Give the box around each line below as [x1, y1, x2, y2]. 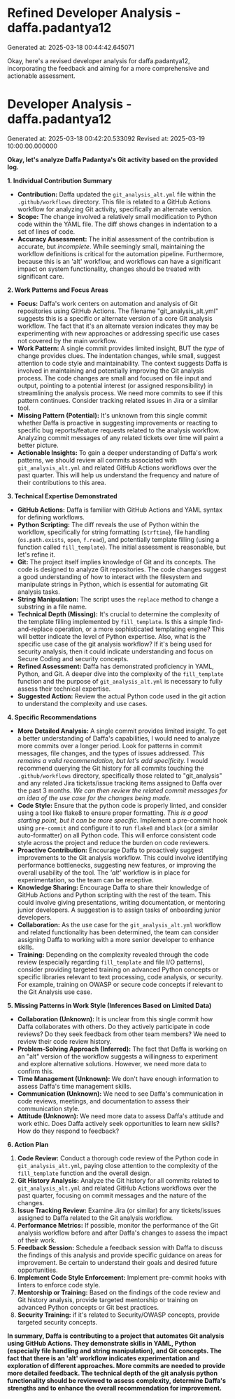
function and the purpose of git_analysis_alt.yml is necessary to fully [17, 677, 222, 685]
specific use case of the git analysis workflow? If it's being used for [17, 639, 212, 648]
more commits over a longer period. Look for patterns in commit [17, 741, 203, 750]
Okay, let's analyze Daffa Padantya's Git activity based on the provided [7, 155, 218, 164]
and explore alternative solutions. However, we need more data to [17, 1059, 207, 1068]
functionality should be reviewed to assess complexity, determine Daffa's [7, 1376, 226, 1384]
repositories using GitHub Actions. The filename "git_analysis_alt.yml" [17, 307, 219, 315]
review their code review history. [17, 1037, 112, 1045]
